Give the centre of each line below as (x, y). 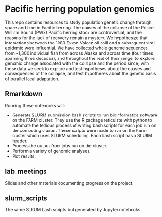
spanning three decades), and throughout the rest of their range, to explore (80, 58)
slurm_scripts (26, 198)
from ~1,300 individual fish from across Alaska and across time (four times (79, 53)
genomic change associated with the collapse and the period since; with (77, 63)
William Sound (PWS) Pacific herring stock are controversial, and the (73, 32)
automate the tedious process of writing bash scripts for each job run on (84, 125)
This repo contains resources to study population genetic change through (78, 22)
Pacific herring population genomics (80, 9)
